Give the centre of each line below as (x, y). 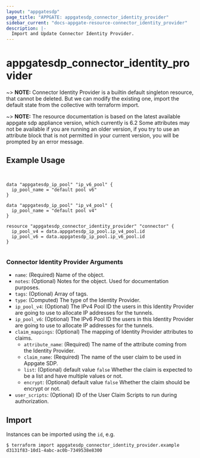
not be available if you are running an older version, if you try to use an (93, 129)
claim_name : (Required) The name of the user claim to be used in (102, 357)
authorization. (32, 401)
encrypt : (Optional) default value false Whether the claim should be (107, 382)
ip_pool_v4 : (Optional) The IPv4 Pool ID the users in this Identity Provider (104, 306)
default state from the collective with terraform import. (73, 105)
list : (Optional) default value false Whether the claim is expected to (108, 370)
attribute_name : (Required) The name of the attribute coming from (105, 344)
